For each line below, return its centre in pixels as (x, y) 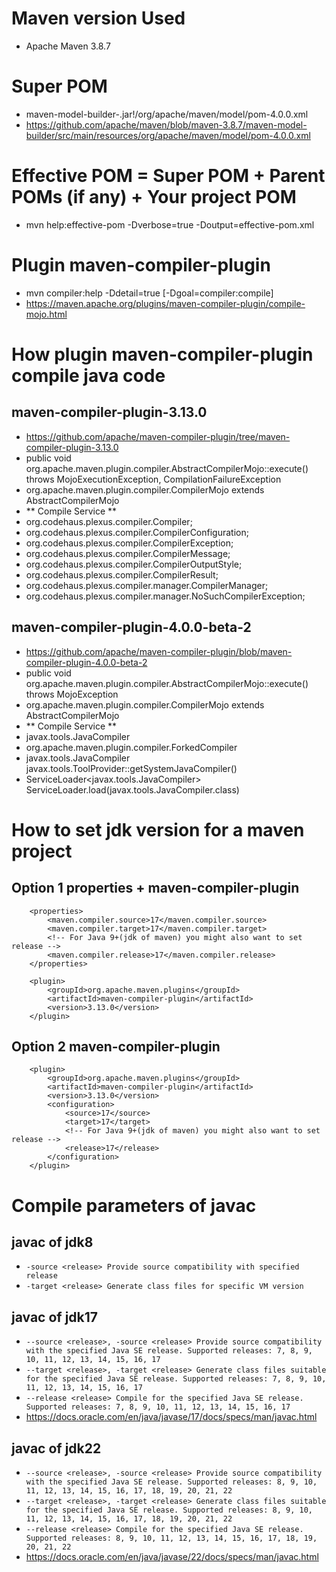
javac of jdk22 (56, 1448)
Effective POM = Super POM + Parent (168, 176)
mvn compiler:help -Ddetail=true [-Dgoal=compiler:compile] (149, 293)
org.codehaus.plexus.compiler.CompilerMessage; (128, 553)
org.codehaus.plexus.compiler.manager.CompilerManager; (147, 585)
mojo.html (46, 314)
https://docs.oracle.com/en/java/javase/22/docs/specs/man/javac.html (172, 1556)
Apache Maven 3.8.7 (68, 46)
